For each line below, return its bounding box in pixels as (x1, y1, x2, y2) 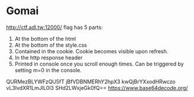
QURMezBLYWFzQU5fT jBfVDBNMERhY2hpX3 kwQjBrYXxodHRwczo (6, 78, 176, 85)
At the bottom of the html (14, 35, 76, 42)
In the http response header (14, 54, 83, 61)
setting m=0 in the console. (14, 66, 82, 73)
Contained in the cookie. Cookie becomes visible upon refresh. (14, 47, 169, 54)
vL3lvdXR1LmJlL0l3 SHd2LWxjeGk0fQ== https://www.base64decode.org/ (6, 84, 188, 91)
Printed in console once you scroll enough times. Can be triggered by (14, 60, 185, 67)
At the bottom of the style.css (14, 41, 88, 48)
